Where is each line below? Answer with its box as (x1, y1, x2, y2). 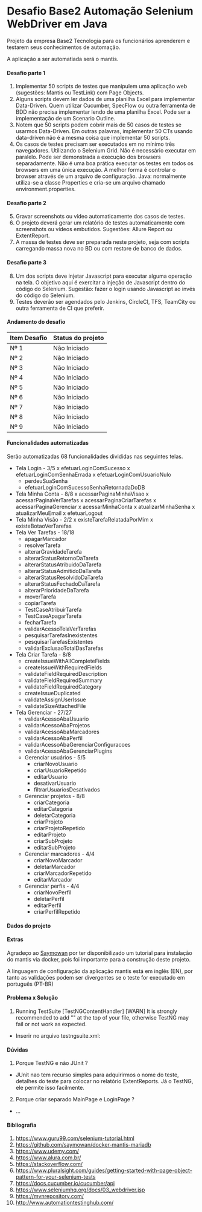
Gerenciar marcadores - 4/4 (24, 850, 95, 857)
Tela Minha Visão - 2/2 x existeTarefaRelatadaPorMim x (15, 516, 153, 523)
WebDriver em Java (7, 17, 108, 31)
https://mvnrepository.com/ (15, 1193, 84, 1200)
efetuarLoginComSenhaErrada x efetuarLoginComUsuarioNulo (15, 471, 171, 478)
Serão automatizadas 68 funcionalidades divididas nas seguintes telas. (7, 453, 183, 460)
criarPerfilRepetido (33, 908, 81, 915)
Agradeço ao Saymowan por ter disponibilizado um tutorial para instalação (7, 949, 192, 957)
